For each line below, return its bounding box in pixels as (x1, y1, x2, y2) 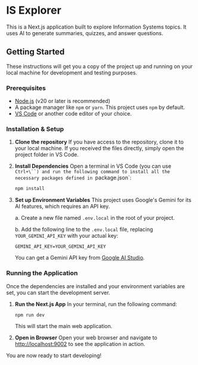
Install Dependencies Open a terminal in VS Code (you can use (14, 163, 172, 170)
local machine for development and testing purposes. (6, 69, 138, 76)
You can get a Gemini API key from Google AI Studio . (14, 254, 145, 261)
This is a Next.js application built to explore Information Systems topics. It (6, 23, 187, 30)
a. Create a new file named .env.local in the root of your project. (14, 214, 175, 222)
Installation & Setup (6, 124, 64, 133)
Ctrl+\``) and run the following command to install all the (14, 169, 171, 175)
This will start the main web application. (14, 323, 113, 330)
